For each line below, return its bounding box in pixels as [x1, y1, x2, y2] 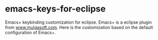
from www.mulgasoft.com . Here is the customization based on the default [5, 24, 153, 30]
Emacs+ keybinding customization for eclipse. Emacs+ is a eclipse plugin [5, 19, 152, 25]
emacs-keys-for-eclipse [5, 3, 106, 14]
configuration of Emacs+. [5, 29, 56, 35]
